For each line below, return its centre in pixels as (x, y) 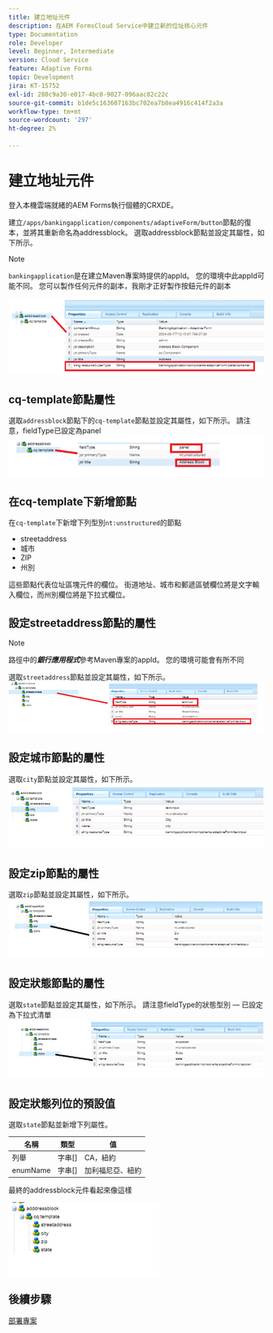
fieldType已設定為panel (62, 431)
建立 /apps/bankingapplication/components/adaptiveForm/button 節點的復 (130, 222)
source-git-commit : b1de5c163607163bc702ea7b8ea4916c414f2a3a (116, 103)
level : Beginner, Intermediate (61, 52)
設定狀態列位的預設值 (62, 1103)
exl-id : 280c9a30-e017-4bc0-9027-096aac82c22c (89, 94)
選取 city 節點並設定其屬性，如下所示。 (73, 779)
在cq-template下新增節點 (72, 502)
